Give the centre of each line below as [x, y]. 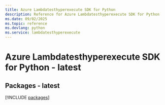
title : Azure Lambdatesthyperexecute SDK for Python [60, 10]
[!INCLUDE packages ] [27, 97]
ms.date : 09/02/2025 [26, 19]
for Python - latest [43, 68]
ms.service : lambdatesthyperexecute [43, 33]
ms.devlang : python [25, 28]
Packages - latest [33, 86]
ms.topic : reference [26, 23]
